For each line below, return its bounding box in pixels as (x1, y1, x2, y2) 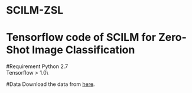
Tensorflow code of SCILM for (6, 31, 157, 44)
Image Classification (31, 43, 135, 57)
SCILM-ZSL (6, 4, 64, 17)
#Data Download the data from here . (6, 81, 95, 88)
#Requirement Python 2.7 (6, 63, 69, 70)
